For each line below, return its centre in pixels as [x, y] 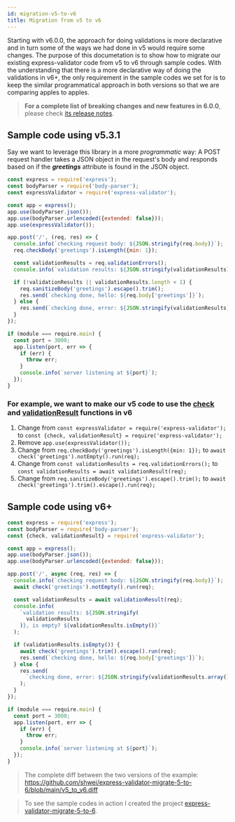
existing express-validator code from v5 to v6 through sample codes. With [114, 62]
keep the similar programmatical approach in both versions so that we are [113, 85]
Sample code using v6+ [60, 507]
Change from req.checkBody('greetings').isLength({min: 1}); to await [121, 450]
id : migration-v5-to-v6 [42, 14]
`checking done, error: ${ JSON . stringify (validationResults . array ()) [129, 677]
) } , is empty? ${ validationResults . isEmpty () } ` [90, 626]
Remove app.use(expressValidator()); [74, 443]
